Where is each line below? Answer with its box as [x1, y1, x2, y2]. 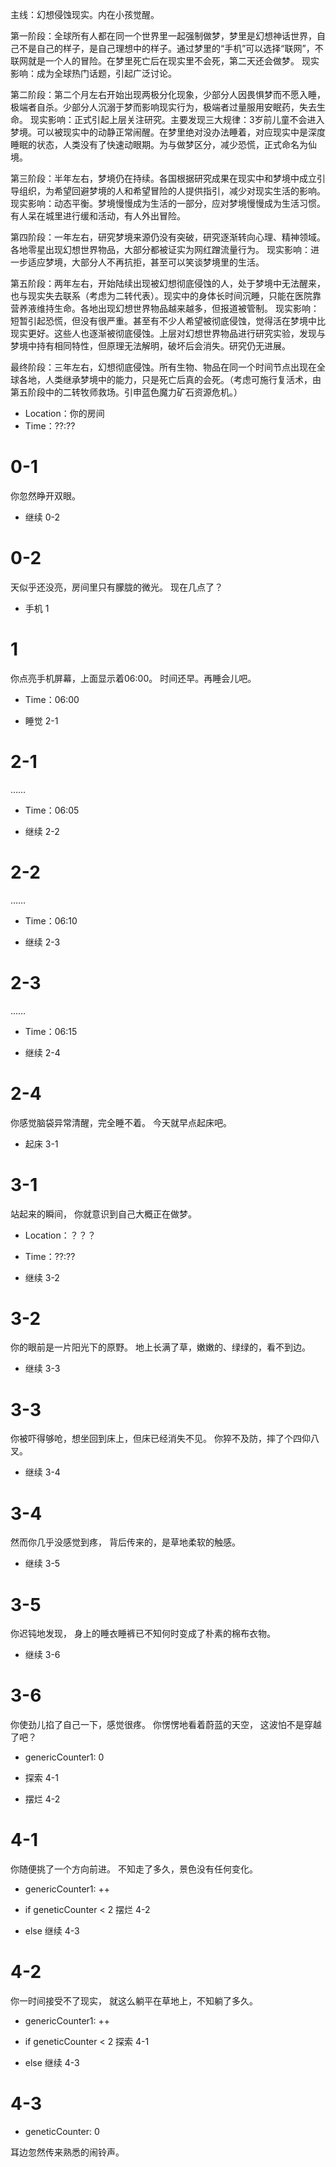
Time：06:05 [24, 804, 80, 816]
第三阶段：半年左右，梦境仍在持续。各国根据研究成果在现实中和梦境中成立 [10, 173, 317, 184]
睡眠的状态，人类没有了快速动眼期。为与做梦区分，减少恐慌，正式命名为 [10, 139, 308, 150]
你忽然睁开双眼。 [10, 489, 81, 502]
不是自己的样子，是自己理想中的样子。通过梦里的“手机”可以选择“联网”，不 [18, 43, 324, 54]
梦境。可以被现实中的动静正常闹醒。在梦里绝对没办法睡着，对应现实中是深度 [10, 126, 326, 138]
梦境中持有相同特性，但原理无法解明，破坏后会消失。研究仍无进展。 [10, 340, 291, 352]
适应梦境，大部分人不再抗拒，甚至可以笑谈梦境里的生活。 [27, 256, 265, 268]
